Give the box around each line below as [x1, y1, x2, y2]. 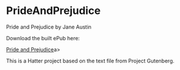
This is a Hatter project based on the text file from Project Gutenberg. [6, 57, 175, 64]
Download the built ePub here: [6, 34, 80, 41]
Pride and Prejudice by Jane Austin [6, 23, 91, 30]
